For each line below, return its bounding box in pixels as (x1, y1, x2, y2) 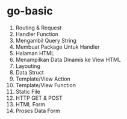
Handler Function (15, 30, 59, 37)
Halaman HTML (15, 49, 55, 56)
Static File (15, 88, 41, 95)
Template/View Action (15, 75, 71, 82)
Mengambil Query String (15, 37, 77, 44)
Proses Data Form (15, 107, 61, 114)
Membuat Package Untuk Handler (15, 43, 100, 50)
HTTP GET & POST (15, 94, 63, 102)
